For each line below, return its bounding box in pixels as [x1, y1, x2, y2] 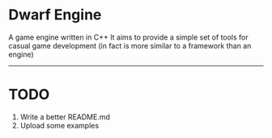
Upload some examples [19, 120, 100, 130]
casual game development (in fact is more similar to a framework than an [8, 40, 252, 50]
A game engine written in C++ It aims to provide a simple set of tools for [8, 32, 249, 42]
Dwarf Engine [8, 6, 102, 24]
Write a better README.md [19, 111, 111, 122]
